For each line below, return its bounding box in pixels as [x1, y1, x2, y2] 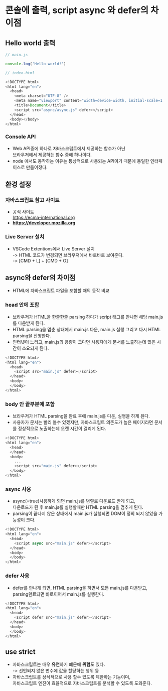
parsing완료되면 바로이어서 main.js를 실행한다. [12, 591, 105, 597]
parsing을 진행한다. [12, 332, 51, 339]
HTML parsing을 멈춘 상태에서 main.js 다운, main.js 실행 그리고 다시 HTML [12, 326, 161, 332]
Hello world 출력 [5, 39, 56, 47]
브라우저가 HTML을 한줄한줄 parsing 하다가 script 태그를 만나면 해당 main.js [12, 314, 163, 320]
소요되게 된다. [22, 345, 49, 351]
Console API [5, 133, 36, 141]
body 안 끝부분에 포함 [5, 400, 55, 407]
